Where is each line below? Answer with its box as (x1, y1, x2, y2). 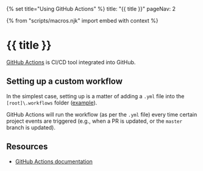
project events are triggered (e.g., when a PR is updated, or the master (6, 117, 183, 125)
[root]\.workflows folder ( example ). (6, 99, 98, 106)
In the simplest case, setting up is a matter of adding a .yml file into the (6, 92, 185, 100)
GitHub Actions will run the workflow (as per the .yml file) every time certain (6, 111, 198, 118)
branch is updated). (6, 123, 56, 131)
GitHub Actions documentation (15, 158, 93, 165)
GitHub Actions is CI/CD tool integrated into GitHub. (6, 58, 136, 66)
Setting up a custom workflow (6, 76, 123, 87)
